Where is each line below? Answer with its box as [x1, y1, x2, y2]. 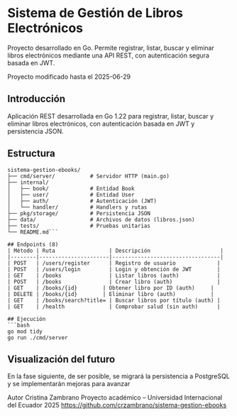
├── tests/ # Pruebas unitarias [7, 222, 151, 229]
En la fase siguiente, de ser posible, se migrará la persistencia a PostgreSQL [7, 372, 231, 381]
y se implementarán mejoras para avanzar [7, 380, 131, 388]
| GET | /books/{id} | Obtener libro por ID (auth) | [7, 284, 214, 292]
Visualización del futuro [7, 353, 116, 365]
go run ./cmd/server [7, 334, 69, 341]
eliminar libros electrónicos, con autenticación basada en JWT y [7, 119, 195, 128]
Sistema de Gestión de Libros [7, 5, 183, 21]
